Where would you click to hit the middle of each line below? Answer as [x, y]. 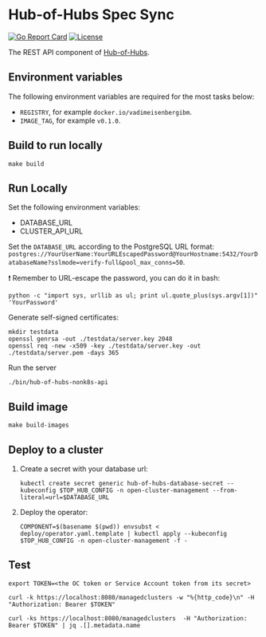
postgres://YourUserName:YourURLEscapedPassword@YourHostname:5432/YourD [133, 254]
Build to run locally [56, 145]
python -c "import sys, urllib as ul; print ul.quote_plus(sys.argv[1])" [133, 296]
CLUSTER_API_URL [51, 231]
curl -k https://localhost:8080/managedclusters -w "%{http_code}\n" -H [131, 597]
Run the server [33, 368]
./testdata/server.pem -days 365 [64, 353]
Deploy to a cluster [56, 449]
